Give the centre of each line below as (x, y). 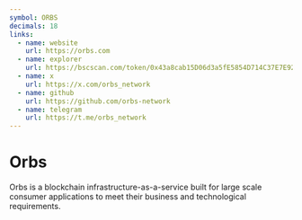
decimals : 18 (34, 26)
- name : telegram (50, 110)
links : (22, 34)
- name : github (46, 92)
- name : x (36, 76)
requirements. (35, 207)
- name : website (48, 43)
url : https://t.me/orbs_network (86, 118)
